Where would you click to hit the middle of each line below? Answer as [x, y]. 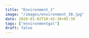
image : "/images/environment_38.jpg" [45, 14]
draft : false [19, 28]
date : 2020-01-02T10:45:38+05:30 [40, 19]
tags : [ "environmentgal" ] [32, 23]
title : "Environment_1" [30, 10]
